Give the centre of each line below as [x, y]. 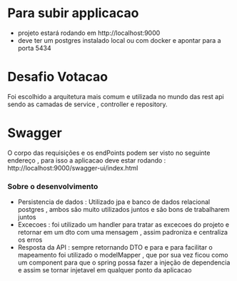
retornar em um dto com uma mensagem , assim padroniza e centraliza [123, 233]
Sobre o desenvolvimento [53, 186]
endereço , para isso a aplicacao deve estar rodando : [87, 160]
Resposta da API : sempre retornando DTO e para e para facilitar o [115, 247]
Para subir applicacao [73, 13]
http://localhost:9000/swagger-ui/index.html [73, 168]
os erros [30, 240]
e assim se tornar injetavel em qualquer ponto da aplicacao [105, 270]
